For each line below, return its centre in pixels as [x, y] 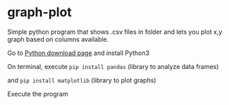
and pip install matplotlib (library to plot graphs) [82, 80]
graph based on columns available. [58, 39]
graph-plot [39, 12]
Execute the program [38, 94]
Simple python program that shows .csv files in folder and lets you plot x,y [115, 32]
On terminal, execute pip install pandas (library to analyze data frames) [113, 66]
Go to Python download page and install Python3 [79, 53]
